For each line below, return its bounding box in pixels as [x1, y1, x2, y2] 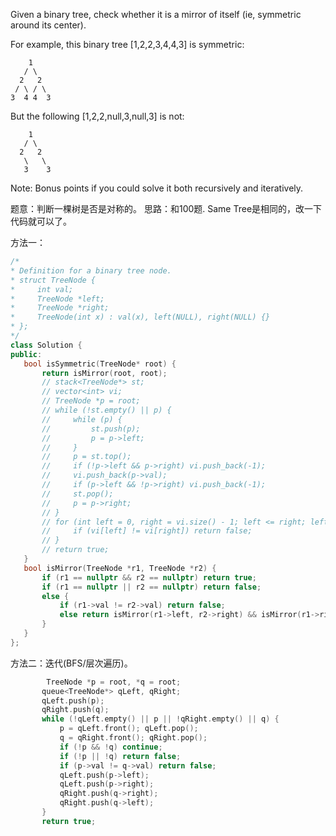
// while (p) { [41, 414, 123, 424]
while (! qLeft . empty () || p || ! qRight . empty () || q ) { [41, 714, 280, 724]
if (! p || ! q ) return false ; [59, 751, 182, 761]
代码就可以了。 [10, 215, 72, 227]
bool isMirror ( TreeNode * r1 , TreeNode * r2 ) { [23, 563, 217, 573]
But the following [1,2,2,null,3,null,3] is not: [10, 110, 185, 122]
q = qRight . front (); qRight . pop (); [59, 733, 208, 743]
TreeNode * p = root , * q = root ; [46, 677, 182, 687]
